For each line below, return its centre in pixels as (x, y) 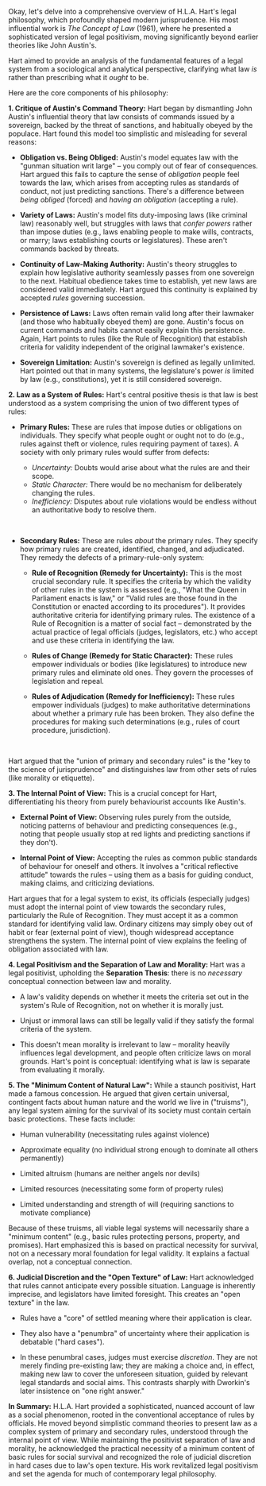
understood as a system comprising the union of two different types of (124, 403)
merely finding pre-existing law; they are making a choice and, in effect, (137, 1366)
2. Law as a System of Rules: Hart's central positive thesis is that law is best (133, 395)
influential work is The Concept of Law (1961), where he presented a (120, 28)
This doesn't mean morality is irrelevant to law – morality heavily (125, 1044)
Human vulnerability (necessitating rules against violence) (115, 1134)
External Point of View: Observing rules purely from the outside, (125, 817)
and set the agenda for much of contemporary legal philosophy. (112, 1474)
